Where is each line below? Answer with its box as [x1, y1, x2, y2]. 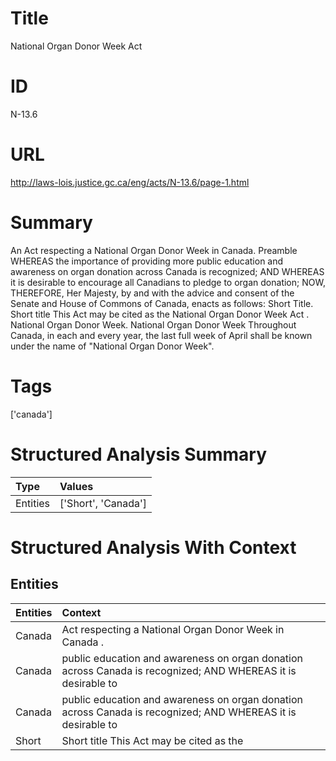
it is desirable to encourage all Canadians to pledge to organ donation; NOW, [10, 276, 326, 288]
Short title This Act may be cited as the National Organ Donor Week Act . [10, 308, 310, 320]
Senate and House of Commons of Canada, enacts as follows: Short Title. [10, 297, 314, 309]
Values [59, 479, 94, 493]
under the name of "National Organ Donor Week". [10, 340, 215, 352]
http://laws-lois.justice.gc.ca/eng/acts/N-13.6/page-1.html [10, 176, 250, 188]
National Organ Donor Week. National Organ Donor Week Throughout [10, 318, 297, 331]
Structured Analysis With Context [10, 536, 297, 559]
